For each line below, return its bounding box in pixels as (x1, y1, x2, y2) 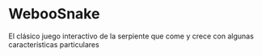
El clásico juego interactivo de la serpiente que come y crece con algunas (8, 31, 255, 41)
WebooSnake (8, 5, 100, 23)
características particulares (8, 39, 99, 49)
